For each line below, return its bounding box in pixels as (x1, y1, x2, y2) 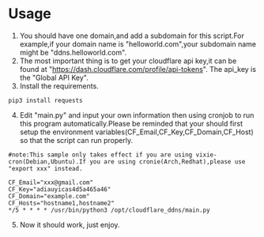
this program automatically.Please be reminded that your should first (19, 118, 243, 128)
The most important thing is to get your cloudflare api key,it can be (19, 56, 237, 66)
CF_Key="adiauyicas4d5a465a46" (8, 185, 111, 194)
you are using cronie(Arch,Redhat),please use (89, 157, 246, 166)
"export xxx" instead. (8, 164, 83, 172)
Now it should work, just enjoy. (19, 220, 120, 229)
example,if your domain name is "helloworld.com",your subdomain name (19, 39, 257, 48)
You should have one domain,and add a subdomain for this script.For (19, 31, 245, 40)
